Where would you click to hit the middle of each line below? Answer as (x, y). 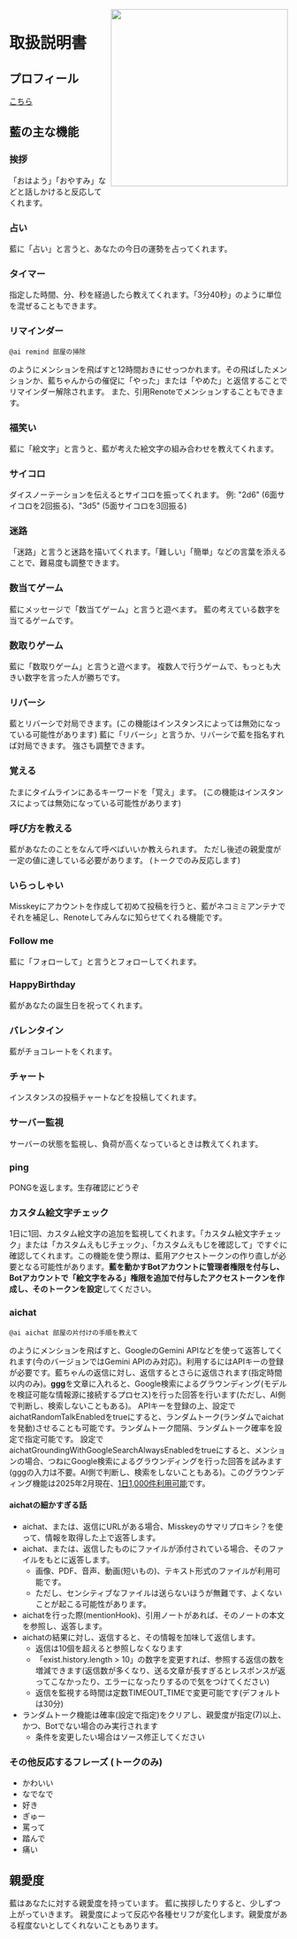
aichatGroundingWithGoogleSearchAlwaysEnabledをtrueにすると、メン (140, 1450)
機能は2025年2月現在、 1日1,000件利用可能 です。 (121, 1483)
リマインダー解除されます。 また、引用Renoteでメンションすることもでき (143, 391)
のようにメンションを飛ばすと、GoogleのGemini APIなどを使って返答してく (146, 1350)
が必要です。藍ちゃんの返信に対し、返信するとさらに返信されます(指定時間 (146, 1372)
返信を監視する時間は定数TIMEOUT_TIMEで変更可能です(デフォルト (158, 1693)
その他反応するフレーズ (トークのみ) (86, 1762)
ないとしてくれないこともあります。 (98, 1925)
